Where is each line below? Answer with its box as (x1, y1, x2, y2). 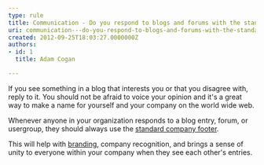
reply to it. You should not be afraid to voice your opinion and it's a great (8, 92, 242, 101)
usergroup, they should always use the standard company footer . (8, 123, 219, 134)
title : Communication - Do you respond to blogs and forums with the (8, 19, 241, 27)
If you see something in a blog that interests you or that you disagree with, (8, 83, 249, 93)
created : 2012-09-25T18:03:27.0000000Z (8, 33, 139, 42)
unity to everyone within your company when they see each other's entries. (8, 147, 253, 157)
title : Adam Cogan (15, 56, 76, 64)
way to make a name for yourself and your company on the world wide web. (8, 100, 255, 110)
